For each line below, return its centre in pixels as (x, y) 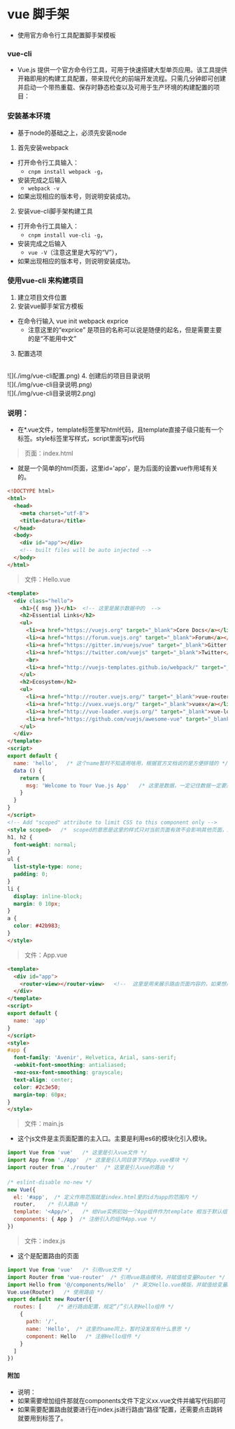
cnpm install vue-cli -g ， (67, 235)
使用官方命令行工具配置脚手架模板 (66, 35)
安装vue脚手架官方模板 (50, 306)
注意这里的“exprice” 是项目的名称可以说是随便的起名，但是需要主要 (125, 329)
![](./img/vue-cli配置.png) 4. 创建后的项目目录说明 (79, 375)
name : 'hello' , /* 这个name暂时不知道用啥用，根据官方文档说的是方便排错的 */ (121, 763)
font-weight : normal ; (45, 845)
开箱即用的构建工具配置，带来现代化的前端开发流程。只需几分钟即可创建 (121, 78)
